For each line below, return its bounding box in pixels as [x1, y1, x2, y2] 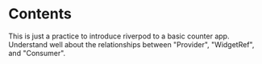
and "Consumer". [8, 48, 66, 58]
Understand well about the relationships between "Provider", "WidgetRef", [8, 39, 255, 49]
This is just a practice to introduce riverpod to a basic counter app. [8, 31, 230, 41]
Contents [8, 5, 73, 23]
